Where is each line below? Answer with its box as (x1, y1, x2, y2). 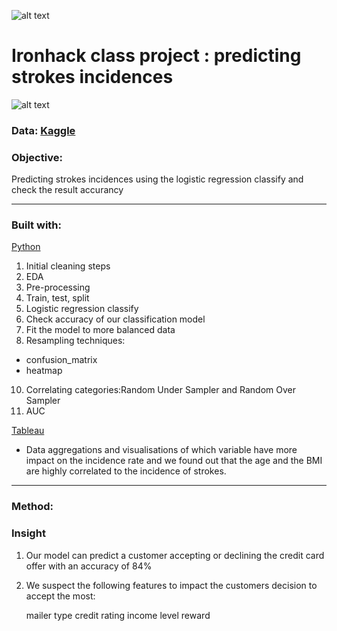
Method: (11, 500, 54, 514)
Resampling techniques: (25, 335, 126, 347)
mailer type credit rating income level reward (25, 609, 211, 621)
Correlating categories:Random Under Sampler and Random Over (25, 384, 297, 396)
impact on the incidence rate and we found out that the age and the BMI (25, 455, 323, 467)
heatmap (25, 365, 63, 377)
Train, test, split (25, 292, 90, 304)
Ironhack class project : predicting (11, 45, 302, 67)
